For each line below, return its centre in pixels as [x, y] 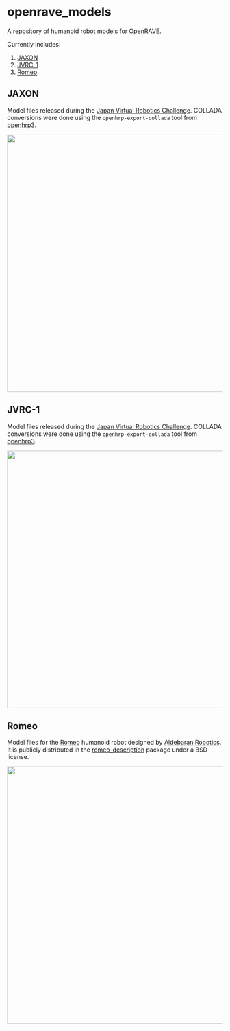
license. [18, 757]
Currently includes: [34, 44]
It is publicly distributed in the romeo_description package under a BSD [107, 750]
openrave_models [59, 12]
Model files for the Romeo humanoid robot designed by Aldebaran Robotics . [114, 743]
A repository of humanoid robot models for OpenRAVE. [85, 31]
